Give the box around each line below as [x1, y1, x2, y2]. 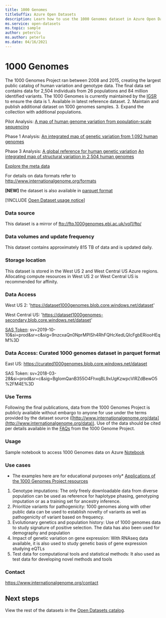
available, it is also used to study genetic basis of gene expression [12, 541, 147, 547]
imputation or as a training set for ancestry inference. [12, 499, 121, 505]
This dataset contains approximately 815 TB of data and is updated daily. [5, 244, 153, 250]
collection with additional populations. [5, 109, 83, 114]
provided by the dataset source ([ [5, 415, 73, 421]
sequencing [5, 123, 30, 129]
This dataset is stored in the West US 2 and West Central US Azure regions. [5, 268, 159, 274]
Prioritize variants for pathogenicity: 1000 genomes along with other [12, 504, 151, 509]
